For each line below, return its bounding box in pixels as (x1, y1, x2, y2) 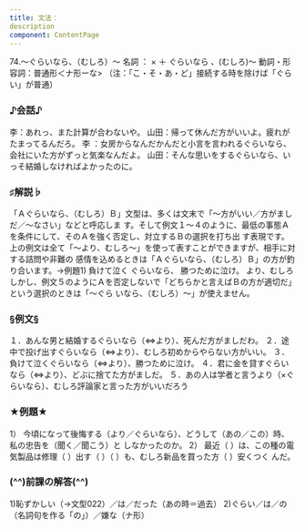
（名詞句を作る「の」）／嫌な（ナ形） (9, 509, 149, 520)
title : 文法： (9, 13, 59, 23)
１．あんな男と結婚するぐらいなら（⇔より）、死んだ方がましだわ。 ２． (9, 335, 282, 346)
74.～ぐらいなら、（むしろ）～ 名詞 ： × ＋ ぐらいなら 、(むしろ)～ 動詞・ (9, 56, 283, 67)
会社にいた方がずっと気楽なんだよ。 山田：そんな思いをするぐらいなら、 (9, 149, 283, 160)
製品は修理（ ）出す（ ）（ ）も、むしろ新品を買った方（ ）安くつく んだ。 (16, 451, 296, 462)
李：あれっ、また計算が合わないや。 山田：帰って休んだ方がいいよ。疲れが (9, 127, 290, 137)
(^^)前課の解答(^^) (9, 475, 89, 488)
